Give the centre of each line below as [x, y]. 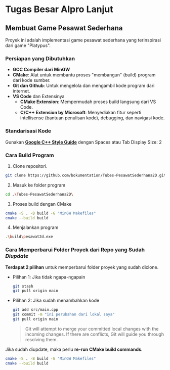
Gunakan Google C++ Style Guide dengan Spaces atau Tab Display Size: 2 [83, 142]
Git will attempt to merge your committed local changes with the [92, 329]
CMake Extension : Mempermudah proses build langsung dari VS [88, 102]
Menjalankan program [35, 227]
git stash [23, 286]
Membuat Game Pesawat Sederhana [64, 28]
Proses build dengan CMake [42, 204]
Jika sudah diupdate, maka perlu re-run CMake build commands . [74, 349]
